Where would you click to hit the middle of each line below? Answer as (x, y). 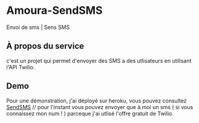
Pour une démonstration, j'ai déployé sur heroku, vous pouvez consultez (96, 101)
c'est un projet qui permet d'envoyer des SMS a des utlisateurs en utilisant (99, 60)
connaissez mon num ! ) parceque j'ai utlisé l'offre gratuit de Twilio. (90, 113)
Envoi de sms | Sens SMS (38, 27)
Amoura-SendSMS (54, 11)
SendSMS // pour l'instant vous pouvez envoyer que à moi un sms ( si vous (100, 107)
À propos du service (45, 46)
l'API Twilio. (21, 67)
